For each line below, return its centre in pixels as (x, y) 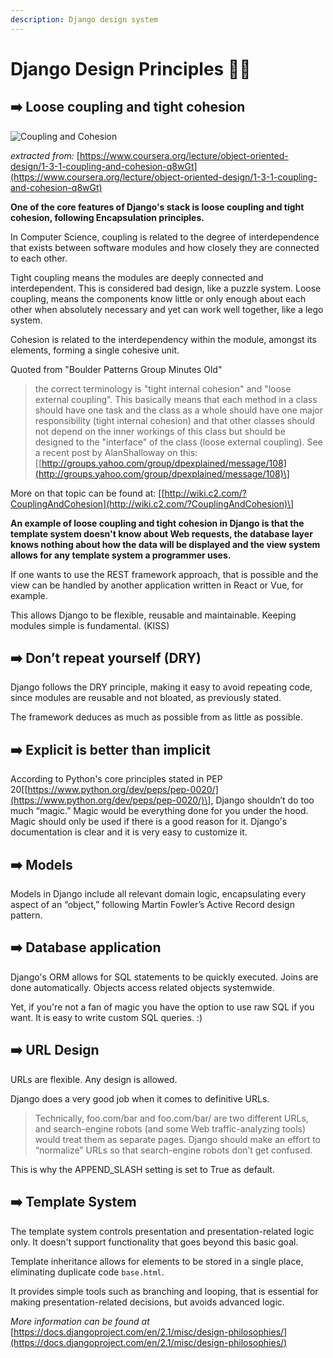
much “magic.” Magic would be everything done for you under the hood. (159, 811)
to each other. (39, 258)
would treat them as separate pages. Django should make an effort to (178, 1139)
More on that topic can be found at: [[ (87, 493)
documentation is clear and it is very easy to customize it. (129, 832)
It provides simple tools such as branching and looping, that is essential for (164, 1291)
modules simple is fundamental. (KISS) (90, 625)
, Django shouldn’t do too (262, 800)
